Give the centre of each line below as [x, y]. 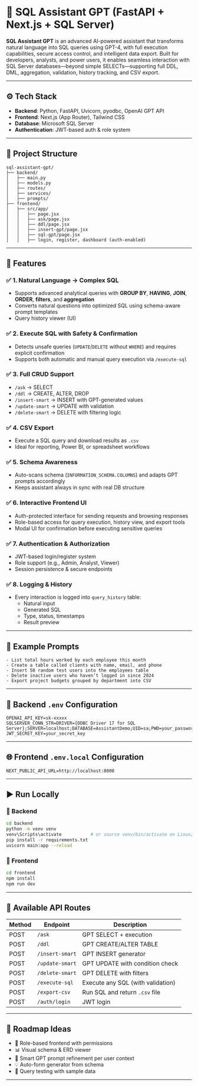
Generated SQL [42, 610]
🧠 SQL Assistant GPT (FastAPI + [85, 12]
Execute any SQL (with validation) [129, 983]
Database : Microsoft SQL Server [54, 123]
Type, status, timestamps [54, 616]
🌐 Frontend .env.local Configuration [75, 757]
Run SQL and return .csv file [121, 992]
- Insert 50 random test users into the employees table [77, 670]
